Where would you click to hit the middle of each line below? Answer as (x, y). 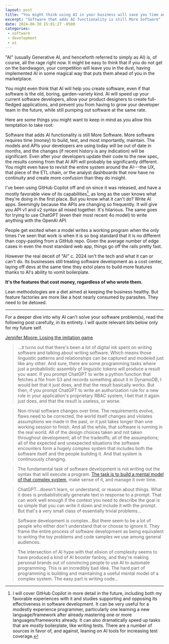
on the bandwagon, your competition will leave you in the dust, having (78, 68)
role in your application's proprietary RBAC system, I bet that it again (89, 396)
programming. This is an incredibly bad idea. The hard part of (81, 568)
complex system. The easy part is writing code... (68, 579)
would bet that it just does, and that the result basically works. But (86, 385)
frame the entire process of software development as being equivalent (91, 531)
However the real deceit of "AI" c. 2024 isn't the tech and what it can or (79, 256)
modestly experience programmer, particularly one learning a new (81, 610)
